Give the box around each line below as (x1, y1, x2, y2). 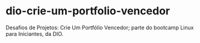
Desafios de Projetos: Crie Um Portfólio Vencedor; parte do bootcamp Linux (5, 24, 194, 31)
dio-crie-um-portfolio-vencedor (5, 4, 170, 18)
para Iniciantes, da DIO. (5, 30, 64, 37)
